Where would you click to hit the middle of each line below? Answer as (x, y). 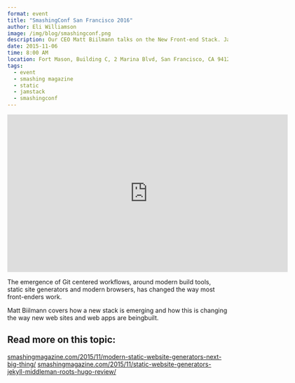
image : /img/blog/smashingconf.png (59, 33)
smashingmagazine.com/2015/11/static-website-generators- (124, 364)
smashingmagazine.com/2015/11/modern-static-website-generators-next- (115, 356)
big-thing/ (22, 364)
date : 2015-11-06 (33, 46)
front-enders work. (35, 297)
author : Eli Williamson (42, 27)
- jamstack (29, 92)
